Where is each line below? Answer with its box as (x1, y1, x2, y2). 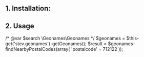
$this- (126, 35, 139, 42)
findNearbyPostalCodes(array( (5, 46, 70, 52)
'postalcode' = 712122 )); (71, 46, 124, 52)
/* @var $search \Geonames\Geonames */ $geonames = (5, 35, 126, 42)
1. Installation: (5, 4, 51, 13)
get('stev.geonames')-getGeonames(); (5, 41, 87, 47)
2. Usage (5, 22, 34, 30)
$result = (88, 41, 107, 47)
